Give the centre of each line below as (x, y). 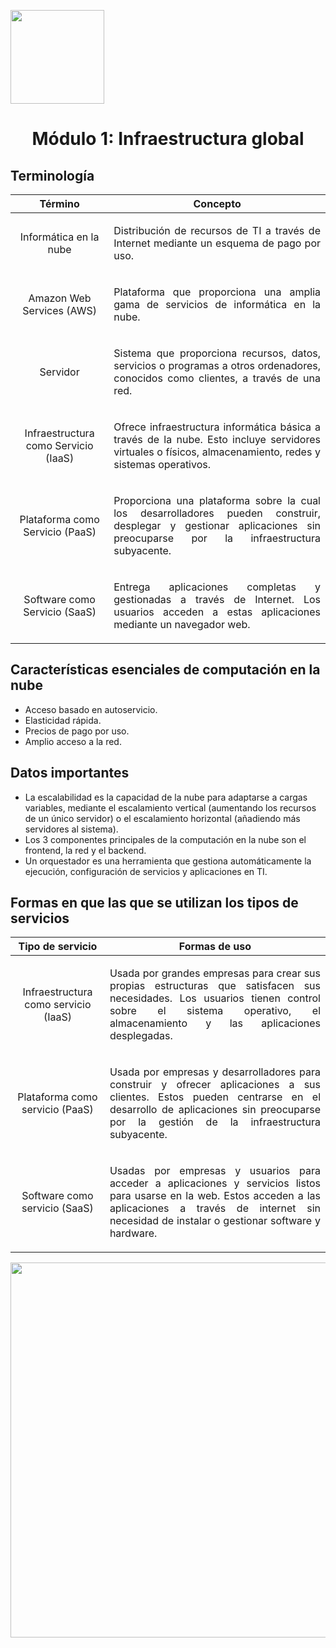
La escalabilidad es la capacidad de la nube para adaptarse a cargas (166, 797)
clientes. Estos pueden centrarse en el (215, 1097)
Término (59, 203)
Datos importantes (70, 773)
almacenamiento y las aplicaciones (215, 1023)
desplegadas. (141, 1036)
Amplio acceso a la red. (73, 741)
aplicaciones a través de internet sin (215, 1208)
